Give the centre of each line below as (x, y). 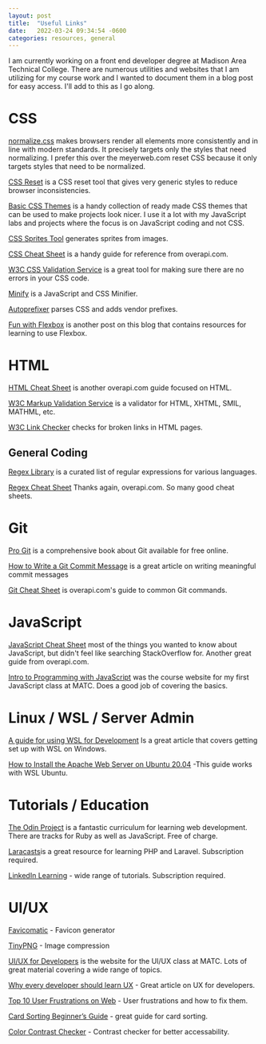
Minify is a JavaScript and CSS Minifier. (73, 294)
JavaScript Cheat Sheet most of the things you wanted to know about (123, 644)
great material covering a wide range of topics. (85, 969)
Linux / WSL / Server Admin (101, 718)
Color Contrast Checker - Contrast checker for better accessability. (119, 1031)
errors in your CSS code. (49, 278)
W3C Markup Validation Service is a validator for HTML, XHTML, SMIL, (125, 403)
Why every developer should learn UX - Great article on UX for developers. (132, 985)
